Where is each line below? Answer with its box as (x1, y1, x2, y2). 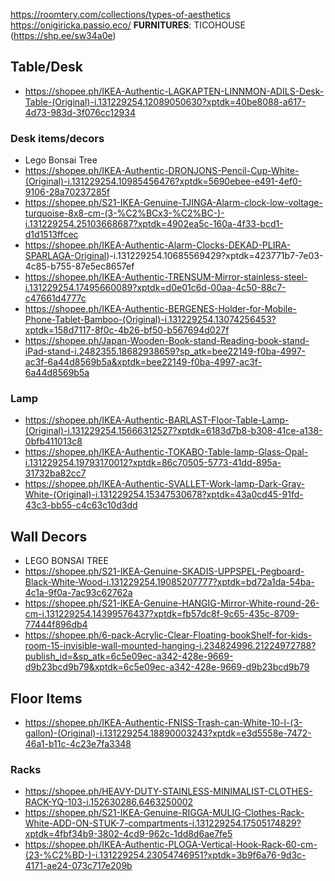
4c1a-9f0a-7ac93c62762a (24, 587, 133, 599)
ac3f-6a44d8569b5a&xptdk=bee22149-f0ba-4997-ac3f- (24, 356, 263, 368)
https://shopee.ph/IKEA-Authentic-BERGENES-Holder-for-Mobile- (24, 303, 297, 315)
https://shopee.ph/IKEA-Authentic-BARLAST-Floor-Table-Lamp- (24, 414, 290, 426)
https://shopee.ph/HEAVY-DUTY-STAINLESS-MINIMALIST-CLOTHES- (24, 785, 313, 798)
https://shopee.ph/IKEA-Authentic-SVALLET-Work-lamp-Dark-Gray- (24, 478, 305, 490)
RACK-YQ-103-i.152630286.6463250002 (24, 796, 194, 808)
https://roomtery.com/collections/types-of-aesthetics (10, 9, 231, 20)
